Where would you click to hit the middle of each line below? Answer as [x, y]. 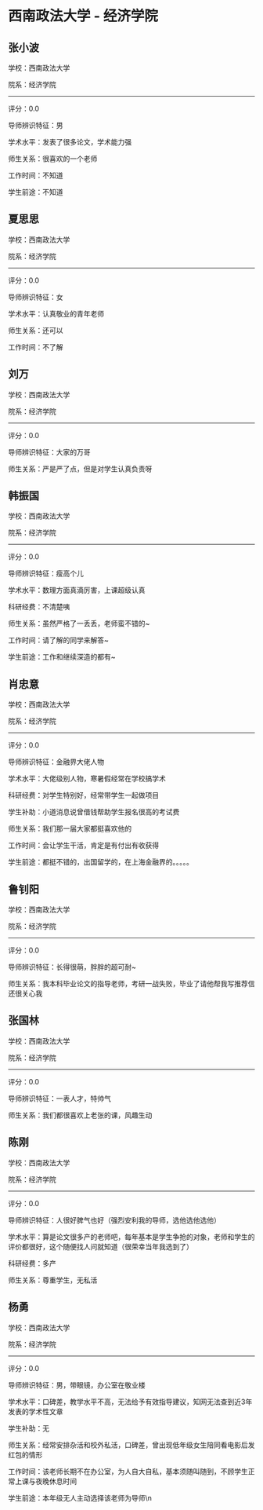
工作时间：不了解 [36, 347]
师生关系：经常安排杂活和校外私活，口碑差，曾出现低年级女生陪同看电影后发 [131, 1445]
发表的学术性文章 [36, 1411]
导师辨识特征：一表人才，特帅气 [59, 1098]
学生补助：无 [29, 1428]
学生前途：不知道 [36, 192]
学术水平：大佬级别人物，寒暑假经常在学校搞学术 [87, 779]
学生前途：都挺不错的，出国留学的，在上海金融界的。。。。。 [101, 862]
